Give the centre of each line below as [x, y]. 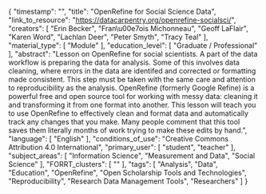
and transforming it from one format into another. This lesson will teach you [132, 105]
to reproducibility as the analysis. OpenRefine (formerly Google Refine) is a [131, 88]
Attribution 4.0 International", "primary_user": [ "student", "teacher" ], [122, 147]
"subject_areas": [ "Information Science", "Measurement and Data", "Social [132, 156]
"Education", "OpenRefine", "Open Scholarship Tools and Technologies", [127, 172]
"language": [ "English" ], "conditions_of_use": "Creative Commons [119, 139]
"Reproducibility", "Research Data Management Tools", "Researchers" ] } [128, 181]
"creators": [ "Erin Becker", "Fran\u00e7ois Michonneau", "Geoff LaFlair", [129, 28]
